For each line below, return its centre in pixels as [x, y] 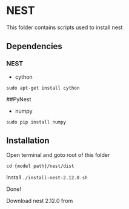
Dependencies [34, 46]
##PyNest [19, 99]
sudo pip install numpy [36, 122]
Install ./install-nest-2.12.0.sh [47, 177]
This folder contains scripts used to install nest [64, 27]
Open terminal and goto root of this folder [58, 155]
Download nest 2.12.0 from [40, 201]
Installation [28, 141]
